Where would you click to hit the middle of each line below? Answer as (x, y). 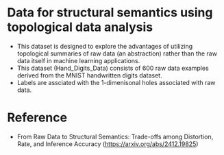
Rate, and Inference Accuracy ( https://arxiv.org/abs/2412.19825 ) (108, 144)
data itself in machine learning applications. (78, 60)
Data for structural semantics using (110, 13)
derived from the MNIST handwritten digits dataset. (89, 75)
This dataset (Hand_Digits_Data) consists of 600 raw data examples (113, 68)
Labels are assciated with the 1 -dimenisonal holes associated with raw (116, 82)
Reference (37, 118)
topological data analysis (80, 27)
